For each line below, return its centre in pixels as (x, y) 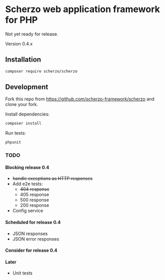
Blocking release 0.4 (27, 167)
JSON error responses (36, 239)
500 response (34, 200)
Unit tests (22, 273)
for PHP (21, 20)
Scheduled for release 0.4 (33, 222)
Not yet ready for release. (32, 34)
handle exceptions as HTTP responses (53, 179)
